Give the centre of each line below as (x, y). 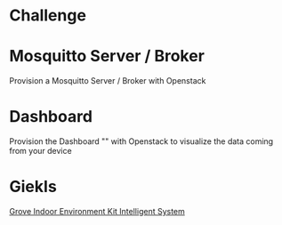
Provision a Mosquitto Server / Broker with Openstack (108, 81)
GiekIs (33, 187)
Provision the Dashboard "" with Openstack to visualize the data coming (141, 141)
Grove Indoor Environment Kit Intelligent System (97, 211)
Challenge (48, 16)
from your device (41, 151)
